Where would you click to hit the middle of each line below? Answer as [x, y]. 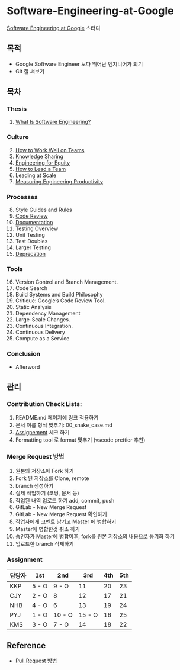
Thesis [17, 109]
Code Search [31, 288]
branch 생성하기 [34, 485]
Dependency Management [48, 313]
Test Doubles [31, 241]
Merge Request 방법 [36, 457]
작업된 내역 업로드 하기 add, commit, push [65, 500]
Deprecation [30, 254]
